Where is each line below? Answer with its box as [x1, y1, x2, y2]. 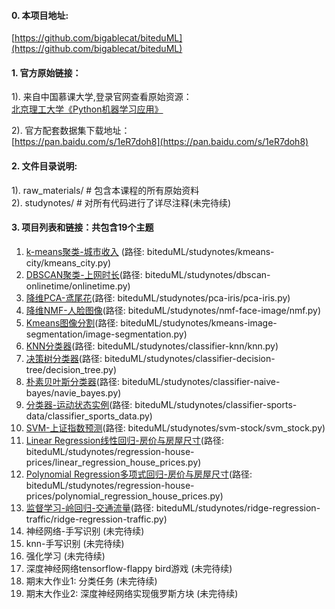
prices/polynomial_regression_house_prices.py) [25, 490, 224, 502]
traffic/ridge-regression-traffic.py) [25, 513, 168, 525]
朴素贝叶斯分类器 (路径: [25, 375, 120, 387]
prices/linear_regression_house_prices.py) [25, 456, 202, 468]
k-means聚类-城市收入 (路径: [25, 245, 145, 257]
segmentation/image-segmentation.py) [25, 328, 188, 340]
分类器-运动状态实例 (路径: [25, 398, 133, 410]
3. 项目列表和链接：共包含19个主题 [11, 221, 154, 234]
